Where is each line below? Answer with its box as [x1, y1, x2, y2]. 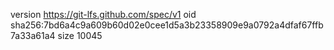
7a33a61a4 [10, 30, 56, 41]
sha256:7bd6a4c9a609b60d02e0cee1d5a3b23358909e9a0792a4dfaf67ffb [10, 19, 324, 31]
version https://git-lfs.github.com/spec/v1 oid [10, 9, 197, 20]
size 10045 [57, 30, 103, 41]
